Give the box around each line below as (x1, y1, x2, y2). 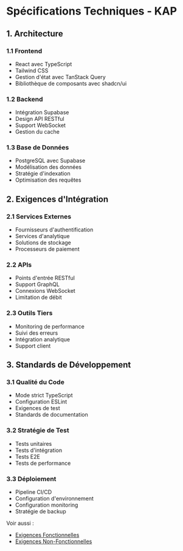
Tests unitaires (15, 440, 52, 447)
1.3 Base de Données (6, 143, 69, 152)
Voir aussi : (6, 519, 35, 527)
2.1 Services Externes (6, 212, 72, 221)
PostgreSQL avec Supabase (15, 157, 86, 165)
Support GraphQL (15, 281, 60, 288)
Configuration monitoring (15, 501, 78, 508)
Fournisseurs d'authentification (15, 226, 94, 233)
